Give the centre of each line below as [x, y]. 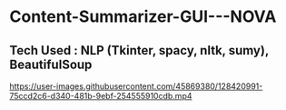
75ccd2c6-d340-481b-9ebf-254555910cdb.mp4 [101, 96]
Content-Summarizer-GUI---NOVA [143, 17]
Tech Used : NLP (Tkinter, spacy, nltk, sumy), [139, 50]
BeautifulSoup [51, 64]
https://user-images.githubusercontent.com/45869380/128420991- [136, 86]
